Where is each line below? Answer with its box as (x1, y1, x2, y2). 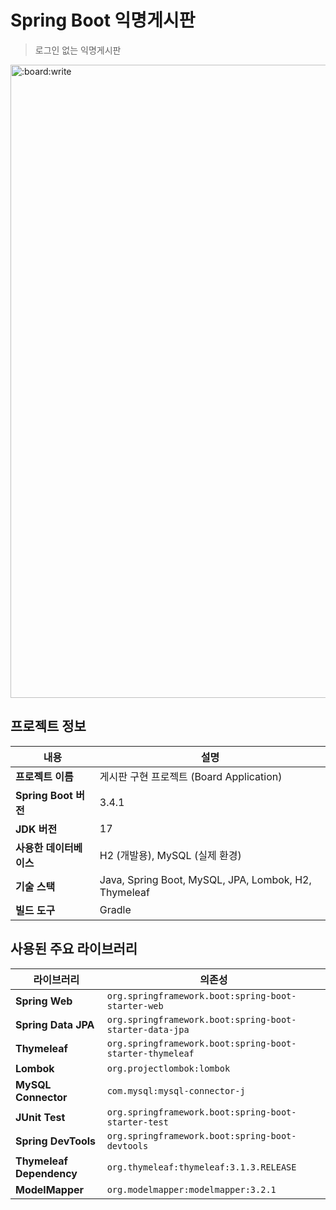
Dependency (15, 1166, 78, 1180)
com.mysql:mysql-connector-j (106, 1085, 246, 1096)
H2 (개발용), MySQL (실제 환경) (99, 848, 242, 862)
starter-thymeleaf (106, 1047, 195, 1059)
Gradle (99, 902, 132, 916)
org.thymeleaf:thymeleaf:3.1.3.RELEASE (106, 1161, 297, 1173)
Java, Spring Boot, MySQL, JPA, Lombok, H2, (99, 872, 312, 886)
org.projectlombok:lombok (106, 1062, 231, 1074)
